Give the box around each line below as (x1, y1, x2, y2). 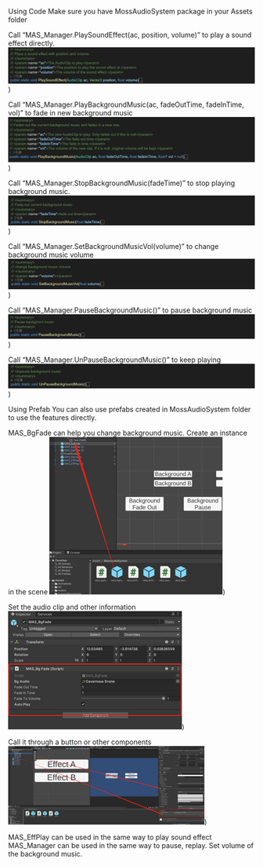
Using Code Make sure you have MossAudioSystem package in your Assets (8, 7, 253, 16)
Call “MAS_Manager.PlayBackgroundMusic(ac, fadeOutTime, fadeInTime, (8, 100, 245, 109)
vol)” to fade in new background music (8, 108, 133, 117)
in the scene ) (8, 586, 225, 596)
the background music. (8, 849, 83, 858)
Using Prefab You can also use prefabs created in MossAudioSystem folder (8, 404, 251, 414)
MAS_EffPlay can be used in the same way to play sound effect (8, 832, 212, 842)
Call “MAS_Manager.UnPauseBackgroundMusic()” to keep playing (8, 355, 222, 364)
